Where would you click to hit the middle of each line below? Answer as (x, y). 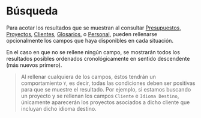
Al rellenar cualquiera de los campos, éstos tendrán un (88, 76)
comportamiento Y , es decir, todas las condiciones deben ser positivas (108, 83)
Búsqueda (32, 11)
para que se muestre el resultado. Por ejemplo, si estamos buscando (106, 89)
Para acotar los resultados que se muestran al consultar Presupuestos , (94, 28)
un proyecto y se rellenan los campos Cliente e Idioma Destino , (100, 96)
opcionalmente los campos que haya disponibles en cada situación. (90, 40)
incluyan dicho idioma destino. (59, 108)
